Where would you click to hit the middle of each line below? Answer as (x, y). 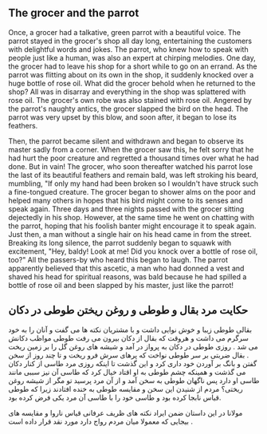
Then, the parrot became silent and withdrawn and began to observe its (126, 141)
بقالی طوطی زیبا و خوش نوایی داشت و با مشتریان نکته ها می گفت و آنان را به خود (130, 329)
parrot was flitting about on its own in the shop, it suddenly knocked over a (131, 74)
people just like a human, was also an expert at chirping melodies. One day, (132, 57)
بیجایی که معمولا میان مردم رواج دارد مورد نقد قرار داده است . (101, 421)
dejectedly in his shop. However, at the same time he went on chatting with (132, 217)
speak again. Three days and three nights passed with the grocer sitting (126, 209)
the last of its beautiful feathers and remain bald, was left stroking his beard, (133, 175)
